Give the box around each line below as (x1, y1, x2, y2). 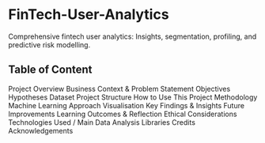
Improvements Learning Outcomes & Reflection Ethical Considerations (8, 109, 237, 119)
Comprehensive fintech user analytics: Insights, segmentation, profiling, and (8, 32, 257, 41)
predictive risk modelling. (8, 40, 91, 49)
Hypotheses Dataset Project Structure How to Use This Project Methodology (8, 92, 258, 102)
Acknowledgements (8, 126, 74, 135)
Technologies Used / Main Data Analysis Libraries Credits (8, 117, 196, 127)
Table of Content (8, 63, 93, 77)
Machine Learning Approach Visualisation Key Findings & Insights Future (8, 100, 245, 110)
